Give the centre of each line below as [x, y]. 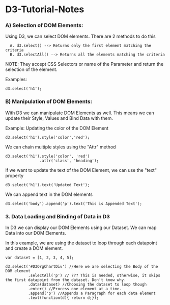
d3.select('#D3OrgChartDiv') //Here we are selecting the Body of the [82, 267]
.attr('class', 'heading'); [69, 161]
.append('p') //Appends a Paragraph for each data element [92, 294]
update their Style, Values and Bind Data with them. [59, 118]
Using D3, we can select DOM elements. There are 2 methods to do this [81, 36]
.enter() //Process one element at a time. [75, 289]
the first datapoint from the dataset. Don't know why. [66, 280]
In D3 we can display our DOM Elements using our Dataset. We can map [81, 227]
